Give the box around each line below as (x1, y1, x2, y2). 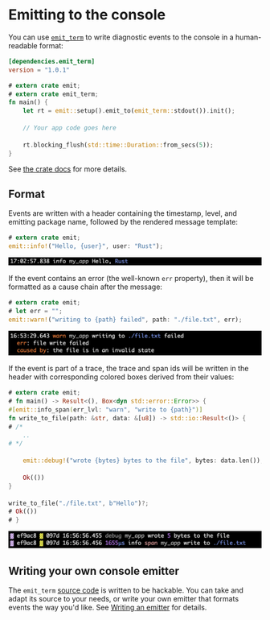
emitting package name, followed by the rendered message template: (8, 217, 239, 227)
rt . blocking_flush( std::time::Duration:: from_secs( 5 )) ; (22, 141, 215, 149)
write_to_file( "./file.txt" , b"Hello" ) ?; (8, 499, 149, 507)
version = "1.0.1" (8, 66, 70, 74)
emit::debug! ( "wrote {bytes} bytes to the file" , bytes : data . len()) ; (22, 457, 264, 465)
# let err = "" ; (8, 308, 63, 316)
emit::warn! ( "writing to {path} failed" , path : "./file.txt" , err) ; (8, 316, 243, 324)
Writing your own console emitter (8, 564, 179, 577)
